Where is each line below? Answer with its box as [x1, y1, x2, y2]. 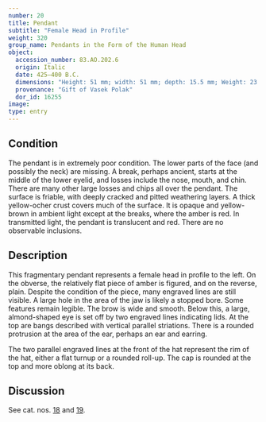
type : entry [8, 108, 48, 116]
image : [8, 100, 30, 108]
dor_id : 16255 [15, 93, 62, 101]
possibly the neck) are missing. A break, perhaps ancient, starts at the [8, 166, 238, 176]
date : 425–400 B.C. [15, 71, 80, 79]
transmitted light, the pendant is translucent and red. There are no [8, 217, 224, 226]
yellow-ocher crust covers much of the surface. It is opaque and [8, 200, 219, 210]
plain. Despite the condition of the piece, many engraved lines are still [8, 287, 237, 296]
